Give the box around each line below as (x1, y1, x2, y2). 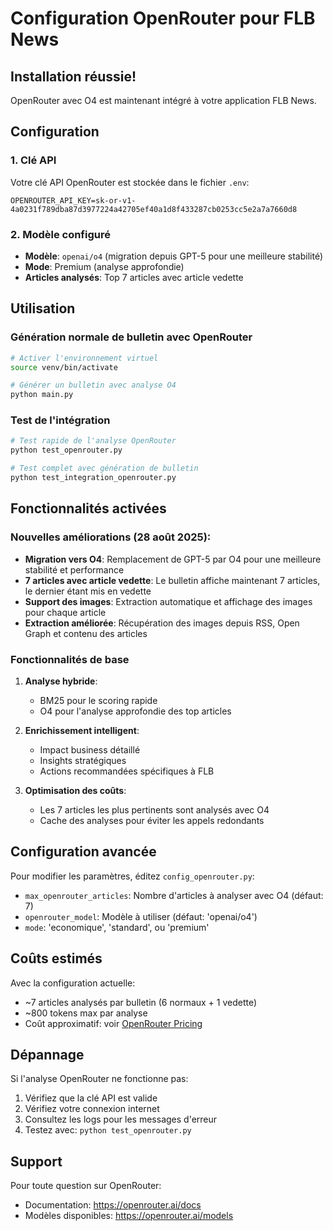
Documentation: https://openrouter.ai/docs (24, 1199, 202, 1211)
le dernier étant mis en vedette (24, 585, 152, 597)
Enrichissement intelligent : (24, 724, 140, 736)
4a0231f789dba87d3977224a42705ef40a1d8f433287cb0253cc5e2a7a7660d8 (10, 204, 298, 214)
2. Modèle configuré (10, 227, 111, 241)
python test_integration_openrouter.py (10, 473, 177, 483)
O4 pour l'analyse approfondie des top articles (39, 705, 232, 717)
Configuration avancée (10, 843, 157, 861)
